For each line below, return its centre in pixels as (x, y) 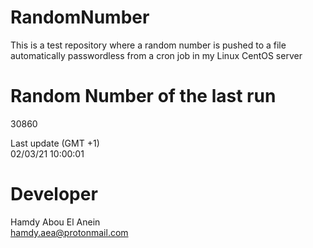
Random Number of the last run (143, 96)
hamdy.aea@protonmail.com (69, 232)
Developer (54, 194)
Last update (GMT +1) (55, 143)
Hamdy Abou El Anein (55, 222)
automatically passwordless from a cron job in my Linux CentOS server (156, 55)
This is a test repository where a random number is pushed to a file (148, 45)
